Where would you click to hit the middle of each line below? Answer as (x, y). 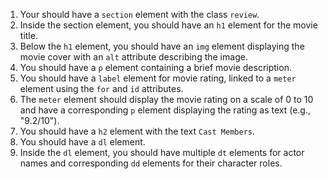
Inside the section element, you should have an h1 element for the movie (168, 25)
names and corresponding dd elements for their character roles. (151, 163)
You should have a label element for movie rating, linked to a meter (158, 78)
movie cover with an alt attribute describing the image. (133, 57)
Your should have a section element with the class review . (139, 14)
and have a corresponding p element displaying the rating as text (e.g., (165, 110)
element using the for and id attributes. (101, 88)
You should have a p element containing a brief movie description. (155, 67)
